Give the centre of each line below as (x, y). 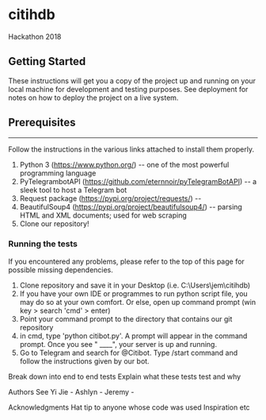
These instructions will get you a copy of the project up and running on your (132, 80)
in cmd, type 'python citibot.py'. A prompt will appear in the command (133, 336)
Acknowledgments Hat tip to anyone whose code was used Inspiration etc (129, 407)
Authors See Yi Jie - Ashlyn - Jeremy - (71, 391)
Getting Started (47, 62)
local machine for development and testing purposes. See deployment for (128, 89)
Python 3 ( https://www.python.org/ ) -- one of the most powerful (124, 164)
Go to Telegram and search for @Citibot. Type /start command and (129, 353)
